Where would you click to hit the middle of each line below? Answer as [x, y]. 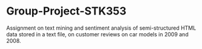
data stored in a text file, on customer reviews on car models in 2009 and [97, 34]
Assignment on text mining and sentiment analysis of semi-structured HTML [101, 28]
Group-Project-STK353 [67, 11]
